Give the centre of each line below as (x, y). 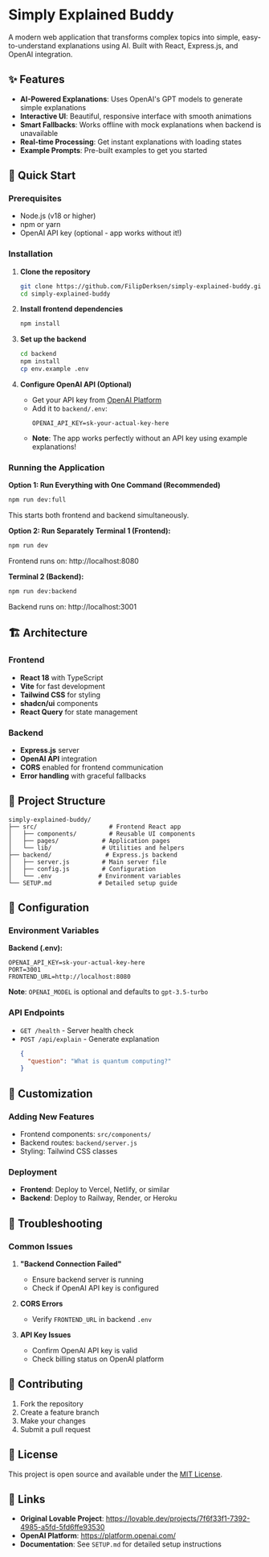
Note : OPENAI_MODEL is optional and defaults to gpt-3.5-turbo (108, 992)
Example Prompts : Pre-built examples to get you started (113, 150)
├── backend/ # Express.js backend (93, 855)
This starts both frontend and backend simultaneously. (99, 515)
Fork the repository (52, 1403)
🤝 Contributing (46, 1384)
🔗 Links (27, 1499)
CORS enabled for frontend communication (92, 767)
